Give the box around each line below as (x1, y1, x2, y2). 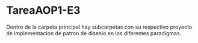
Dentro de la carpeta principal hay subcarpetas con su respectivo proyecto (6, 23, 193, 30)
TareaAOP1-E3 (6, 4, 81, 17)
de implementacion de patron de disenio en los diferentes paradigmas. (6, 29, 182, 36)
